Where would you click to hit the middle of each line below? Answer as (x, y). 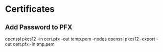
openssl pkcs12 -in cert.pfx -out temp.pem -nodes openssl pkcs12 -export (80, 39)
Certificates (30, 9)
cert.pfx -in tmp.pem (34, 44)
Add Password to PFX (39, 27)
